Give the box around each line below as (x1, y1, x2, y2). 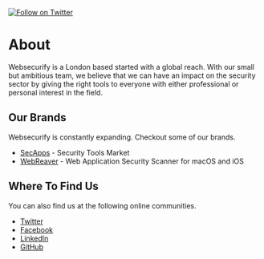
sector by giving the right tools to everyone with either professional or (8, 79, 239, 88)
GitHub (19, 241, 44, 252)
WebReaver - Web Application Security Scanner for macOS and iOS (19, 156, 245, 166)
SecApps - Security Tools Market (19, 148, 130, 157)
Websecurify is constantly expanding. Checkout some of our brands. (8, 132, 236, 142)
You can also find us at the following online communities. (8, 200, 197, 210)
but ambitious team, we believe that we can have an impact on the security (8, 71, 256, 80)
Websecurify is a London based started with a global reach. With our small (8, 62, 255, 71)
